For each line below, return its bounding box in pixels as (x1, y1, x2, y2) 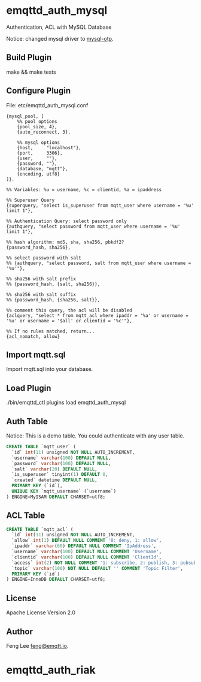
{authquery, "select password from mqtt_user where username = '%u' (6, 223, 181, 230)
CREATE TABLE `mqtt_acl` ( (6, 526, 74, 532)
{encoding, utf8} (17, 171, 60, 177)
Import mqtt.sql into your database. (6, 366, 93, 373)
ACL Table (6, 511, 45, 521)
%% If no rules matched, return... (6, 328, 95, 334)
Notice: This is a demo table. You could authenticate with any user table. (6, 432, 185, 439)
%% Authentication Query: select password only (6, 218, 127, 224)
